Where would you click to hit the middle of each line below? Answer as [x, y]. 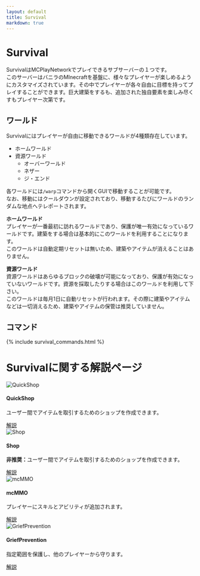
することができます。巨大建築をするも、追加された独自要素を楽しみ [100, 92]
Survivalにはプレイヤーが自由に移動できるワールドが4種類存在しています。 [99, 136]
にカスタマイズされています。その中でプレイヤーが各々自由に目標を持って [97, 85]
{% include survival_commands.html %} [55, 342]
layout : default [26, 12]
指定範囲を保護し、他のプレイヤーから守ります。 [66, 554]
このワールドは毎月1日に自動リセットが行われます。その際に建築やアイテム [98, 299]
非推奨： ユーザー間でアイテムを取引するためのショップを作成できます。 [95, 460]
